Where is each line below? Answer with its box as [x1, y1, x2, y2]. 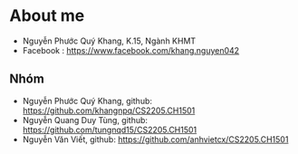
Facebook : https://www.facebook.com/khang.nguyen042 [22, 44, 240, 55]
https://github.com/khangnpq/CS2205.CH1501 [22, 105, 196, 116]
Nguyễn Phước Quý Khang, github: [22, 95, 152, 106]
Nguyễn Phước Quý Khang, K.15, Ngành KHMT [22, 35, 197, 46]
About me [9, 5, 85, 26]
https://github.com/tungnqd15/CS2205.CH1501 [22, 124, 197, 135]
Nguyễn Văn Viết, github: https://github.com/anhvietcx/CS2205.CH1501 [22, 133, 289, 145]
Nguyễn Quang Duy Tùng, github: [22, 114, 148, 125]
